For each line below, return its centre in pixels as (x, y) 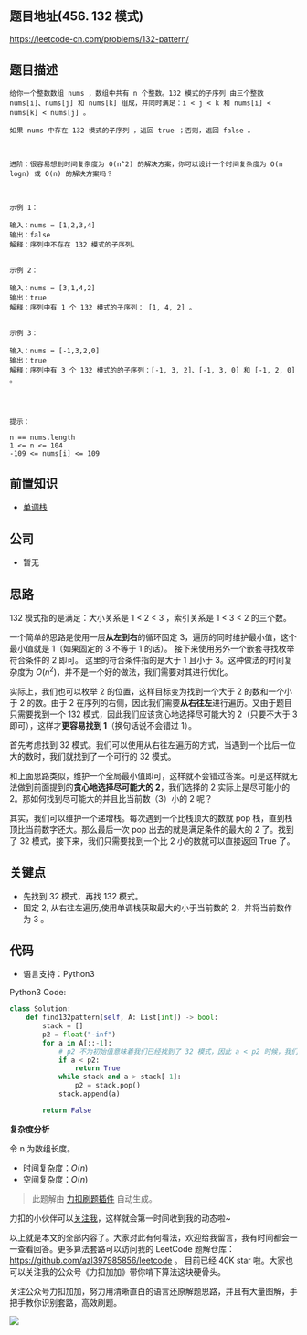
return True (97, 1068)
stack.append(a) (89, 1094)
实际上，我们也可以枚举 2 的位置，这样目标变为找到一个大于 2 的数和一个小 (151, 691)
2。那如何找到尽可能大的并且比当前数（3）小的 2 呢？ (111, 798)
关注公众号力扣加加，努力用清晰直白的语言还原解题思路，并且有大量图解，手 (153, 1291)
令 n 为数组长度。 (42, 1148)
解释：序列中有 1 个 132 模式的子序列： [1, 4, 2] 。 (103, 307)
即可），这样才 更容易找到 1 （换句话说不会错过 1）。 (103, 725)
